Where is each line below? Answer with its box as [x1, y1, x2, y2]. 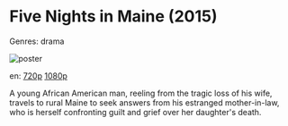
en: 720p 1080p [9, 70, 67, 81]
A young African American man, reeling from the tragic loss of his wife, [9, 88, 273, 98]
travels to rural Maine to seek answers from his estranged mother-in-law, [9, 97, 280, 108]
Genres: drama [9, 36, 65, 46]
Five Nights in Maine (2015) [9, 6, 218, 27]
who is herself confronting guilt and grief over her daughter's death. [9, 106, 262, 117]
